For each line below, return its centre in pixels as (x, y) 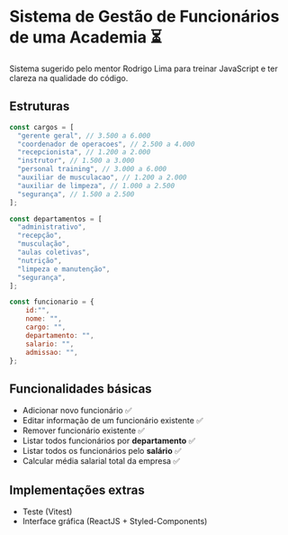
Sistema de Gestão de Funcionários (144, 17)
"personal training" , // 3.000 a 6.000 (92, 169)
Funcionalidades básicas (81, 389)
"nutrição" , (40, 260)
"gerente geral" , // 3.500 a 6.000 (84, 136)
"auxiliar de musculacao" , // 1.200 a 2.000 (102, 177)
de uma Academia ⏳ (85, 37)
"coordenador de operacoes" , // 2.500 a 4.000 (106, 144)
